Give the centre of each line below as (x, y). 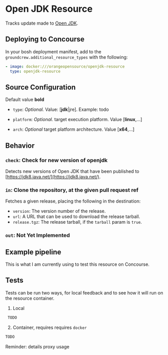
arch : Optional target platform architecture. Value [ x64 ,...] (73, 129)
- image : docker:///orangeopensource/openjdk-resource (65, 66)
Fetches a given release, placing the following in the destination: (73, 201)
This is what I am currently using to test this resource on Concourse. (77, 264)
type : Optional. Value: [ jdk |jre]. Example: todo (61, 110)
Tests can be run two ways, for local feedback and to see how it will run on (84, 292)
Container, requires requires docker (50, 327)
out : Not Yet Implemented (38, 235)
